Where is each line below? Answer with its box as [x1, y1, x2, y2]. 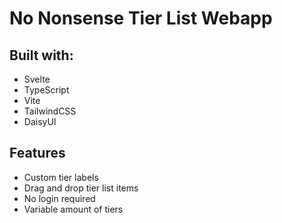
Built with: [9, 47, 74, 64]
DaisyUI [23, 116, 57, 127]
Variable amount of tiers [23, 203, 124, 215]
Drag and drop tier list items [23, 182, 139, 194]
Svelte [23, 73, 51, 85]
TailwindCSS [23, 105, 77, 117]
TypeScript [23, 84, 70, 96]
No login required [23, 192, 96, 204]
